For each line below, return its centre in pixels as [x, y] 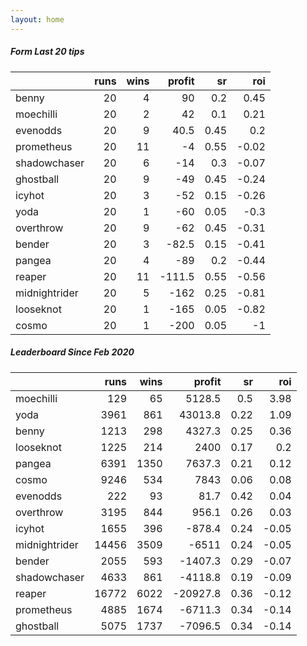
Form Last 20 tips [47, 52]
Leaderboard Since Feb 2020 [72, 352]
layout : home [37, 19]
